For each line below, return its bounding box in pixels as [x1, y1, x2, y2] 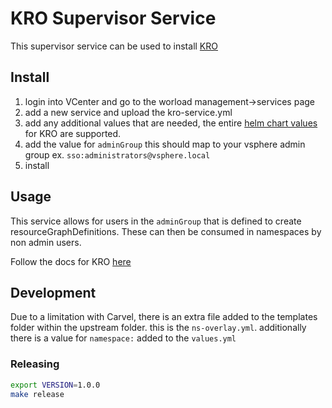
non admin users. [10, 236, 82, 248]
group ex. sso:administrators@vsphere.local [24, 148, 211, 161]
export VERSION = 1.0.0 [10, 380, 101, 390]
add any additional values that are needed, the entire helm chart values [24, 117, 318, 129]
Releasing [10, 357, 60, 371]
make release [10, 389, 65, 399]
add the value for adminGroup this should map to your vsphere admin [24, 138, 306, 150]
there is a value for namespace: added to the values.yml [10, 332, 237, 344]
